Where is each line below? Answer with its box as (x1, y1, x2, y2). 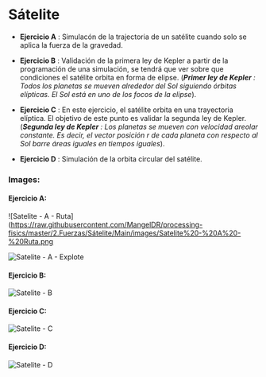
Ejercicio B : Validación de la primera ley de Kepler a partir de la (19, 56, 229, 65)
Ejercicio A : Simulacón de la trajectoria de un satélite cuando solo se (19, 32, 248, 41)
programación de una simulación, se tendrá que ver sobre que (19, 64, 224, 73)
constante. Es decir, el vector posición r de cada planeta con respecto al (19, 130, 258, 140)
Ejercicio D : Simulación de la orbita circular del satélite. (19, 154, 202, 164)
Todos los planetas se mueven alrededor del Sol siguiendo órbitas (19, 81, 237, 91)
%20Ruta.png (8, 237, 54, 247)
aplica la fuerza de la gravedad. (19, 40, 123, 49)
